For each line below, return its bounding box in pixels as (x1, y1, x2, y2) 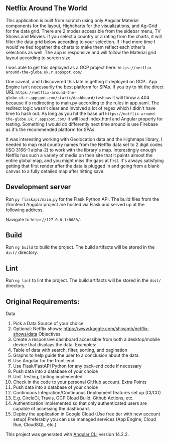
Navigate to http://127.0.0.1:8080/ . (6, 216, 82, 222)
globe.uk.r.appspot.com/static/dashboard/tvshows (6, 95, 112, 100)
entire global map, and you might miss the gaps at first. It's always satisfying (6, 158, 164, 164)
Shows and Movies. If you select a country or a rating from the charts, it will (6, 33, 162, 39)
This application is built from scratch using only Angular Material (6, 17, 139, 23)
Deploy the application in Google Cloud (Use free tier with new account (13, 411, 160, 417)
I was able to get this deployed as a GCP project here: (6, 64, 117, 70)
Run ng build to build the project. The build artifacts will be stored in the (6, 244, 155, 250)
